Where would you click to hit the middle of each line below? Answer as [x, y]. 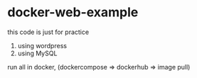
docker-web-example [73, 12]
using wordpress [42, 45]
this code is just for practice [48, 32]
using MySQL [37, 53]
